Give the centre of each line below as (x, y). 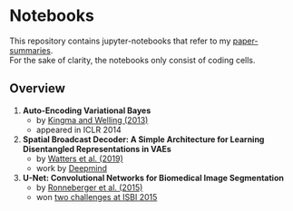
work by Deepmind (71, 168)
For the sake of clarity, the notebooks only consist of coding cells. (132, 60)
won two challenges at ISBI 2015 (97, 197)
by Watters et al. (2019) (80, 158)
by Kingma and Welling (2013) (92, 120)
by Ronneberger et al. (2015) (89, 187)
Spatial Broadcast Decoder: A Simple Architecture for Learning (143, 139)
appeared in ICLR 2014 (79, 129)
